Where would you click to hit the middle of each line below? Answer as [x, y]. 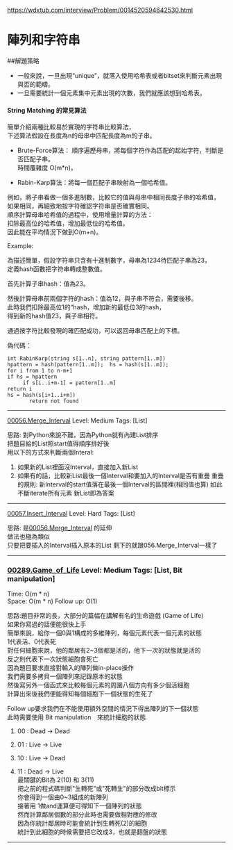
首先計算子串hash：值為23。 [48, 284]
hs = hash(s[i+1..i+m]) [42, 395]
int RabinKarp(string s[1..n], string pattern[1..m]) [87, 359]
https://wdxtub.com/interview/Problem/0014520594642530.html [100, 10]
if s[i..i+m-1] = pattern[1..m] [69, 383]
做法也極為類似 [28, 537]
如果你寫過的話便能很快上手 [47, 624]
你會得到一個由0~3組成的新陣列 [63, 797]
